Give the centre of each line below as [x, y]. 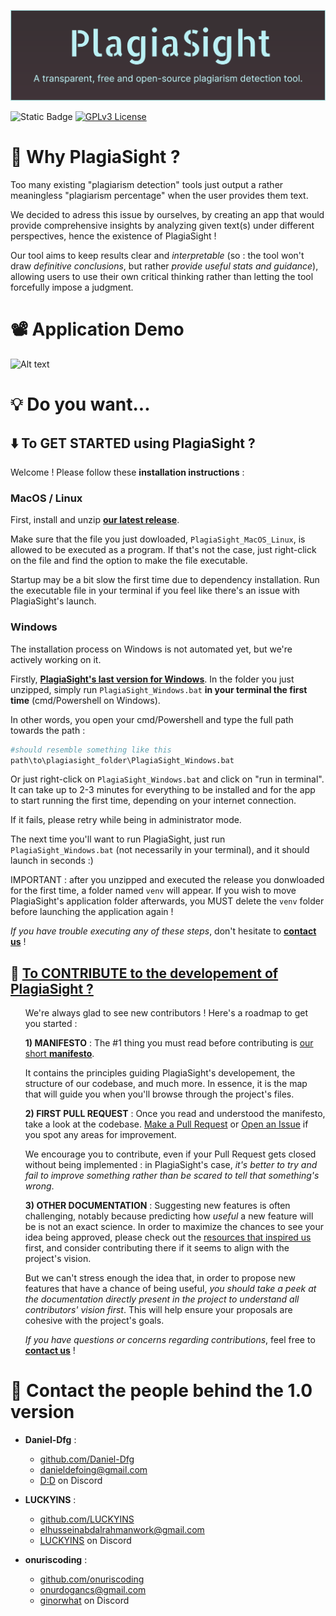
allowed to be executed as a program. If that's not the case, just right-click [163, 550]
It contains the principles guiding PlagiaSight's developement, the [160, 1073]
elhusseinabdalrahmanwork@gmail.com [122, 1530]
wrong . [39, 1186]
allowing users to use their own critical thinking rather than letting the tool [162, 277]
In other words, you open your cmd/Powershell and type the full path [152, 719]
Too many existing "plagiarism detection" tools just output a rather [147, 185]
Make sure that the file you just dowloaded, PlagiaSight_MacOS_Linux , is [158, 539]
